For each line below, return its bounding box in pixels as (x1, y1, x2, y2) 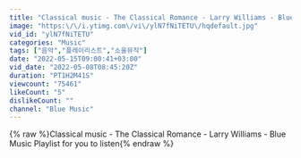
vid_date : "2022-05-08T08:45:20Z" (9, 63, 139, 72)
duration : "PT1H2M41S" (9, 71, 94, 80)
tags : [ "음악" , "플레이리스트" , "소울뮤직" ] (9, 46, 148, 55)
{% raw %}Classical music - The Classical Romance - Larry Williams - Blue (9, 129, 287, 139)
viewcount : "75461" (9, 79, 82, 88)
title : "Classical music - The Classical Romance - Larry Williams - (9, 12, 275, 22)
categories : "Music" (9, 37, 87, 47)
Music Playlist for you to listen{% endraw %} (9, 138, 175, 149)
